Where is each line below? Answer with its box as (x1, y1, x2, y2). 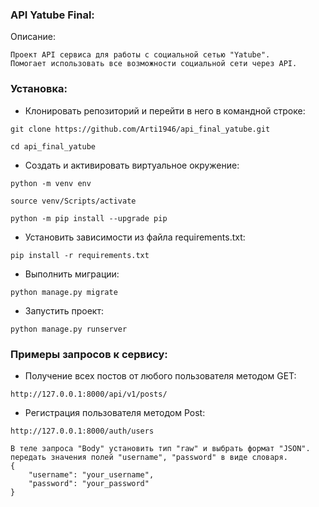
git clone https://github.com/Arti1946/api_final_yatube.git (10, 124, 271, 134)
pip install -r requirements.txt (10, 250, 150, 260)
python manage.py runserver (10, 324, 128, 334)
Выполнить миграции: (24, 268, 120, 280)
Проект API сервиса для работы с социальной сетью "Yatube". (10, 50, 271, 60)
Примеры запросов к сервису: (10, 347, 168, 361)
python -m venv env (10, 178, 92, 188)
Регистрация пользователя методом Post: (24, 406, 206, 418)
